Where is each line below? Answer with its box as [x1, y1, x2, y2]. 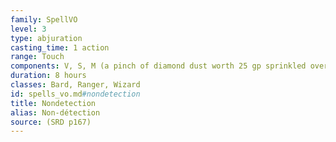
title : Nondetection [10, 98, 97, 108]
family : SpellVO [10, 14, 78, 25]
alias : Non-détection [10, 107, 101, 118]
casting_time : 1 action [10, 42, 110, 53]
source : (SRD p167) [10, 117, 92, 127]
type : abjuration [10, 33, 83, 43]
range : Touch [10, 52, 65, 62]
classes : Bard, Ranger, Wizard [10, 80, 141, 90]
